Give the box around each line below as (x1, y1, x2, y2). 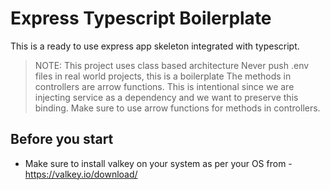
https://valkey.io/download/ (24, 168, 138, 180)
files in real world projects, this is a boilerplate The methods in (34, 70, 292, 82)
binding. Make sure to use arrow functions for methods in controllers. (34, 102, 321, 114)
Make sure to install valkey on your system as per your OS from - (24, 157, 293, 169)
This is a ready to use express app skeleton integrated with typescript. (10, 40, 300, 52)
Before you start (10, 131, 114, 148)
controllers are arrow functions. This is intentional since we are (34, 80, 295, 92)
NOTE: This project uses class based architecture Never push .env (34, 59, 310, 71)
